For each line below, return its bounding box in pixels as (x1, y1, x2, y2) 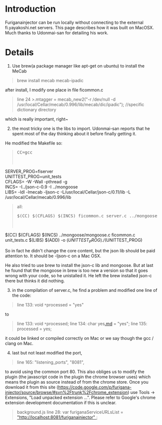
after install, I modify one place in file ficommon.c (5, 87, 103, 93)
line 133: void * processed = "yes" (16, 301, 84, 307)
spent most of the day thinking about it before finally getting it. (12, 130, 137, 137)
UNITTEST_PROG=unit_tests (5, 174, 62, 179)
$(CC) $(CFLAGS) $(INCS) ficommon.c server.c (16, 213, 127, 218)
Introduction (5, 3, 56, 15)
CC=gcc (16, 149, 33, 155)
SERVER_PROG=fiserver (5, 168, 54, 174)
